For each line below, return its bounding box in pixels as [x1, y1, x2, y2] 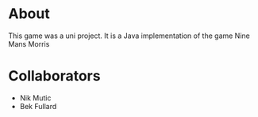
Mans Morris [8, 39, 50, 48]
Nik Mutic [19, 92, 52, 103]
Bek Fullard [19, 101, 57, 111]
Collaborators [8, 67, 101, 85]
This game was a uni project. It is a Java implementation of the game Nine [8, 31, 250, 40]
